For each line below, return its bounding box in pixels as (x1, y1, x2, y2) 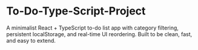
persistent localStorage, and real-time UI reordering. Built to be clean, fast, (6, 30, 193, 37)
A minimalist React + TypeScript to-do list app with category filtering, (6, 24, 179, 31)
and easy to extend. (6, 37, 56, 44)
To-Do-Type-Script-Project (6, 4, 146, 18)
